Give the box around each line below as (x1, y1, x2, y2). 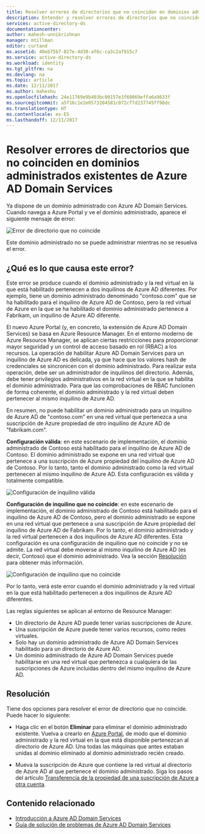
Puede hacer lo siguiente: (6, 711, 71, 719)
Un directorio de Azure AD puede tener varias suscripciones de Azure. (15, 619, 193, 626)
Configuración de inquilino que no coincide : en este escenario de (6, 501, 174, 507)
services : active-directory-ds (6, 20, 86, 26)
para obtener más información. (6, 559, 84, 566)
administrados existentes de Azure (6, 169, 187, 183)
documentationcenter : (6, 26, 62, 32)
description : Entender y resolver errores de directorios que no (6, 15, 176, 21)
